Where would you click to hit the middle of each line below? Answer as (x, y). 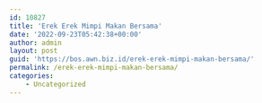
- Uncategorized (56, 84)
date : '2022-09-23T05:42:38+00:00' (76, 34)
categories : (31, 76)
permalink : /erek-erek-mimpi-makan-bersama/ (94, 68)
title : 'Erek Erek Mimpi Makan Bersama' (86, 26)
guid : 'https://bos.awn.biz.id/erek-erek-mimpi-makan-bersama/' (132, 59)
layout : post (34, 51)
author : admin (36, 43)
